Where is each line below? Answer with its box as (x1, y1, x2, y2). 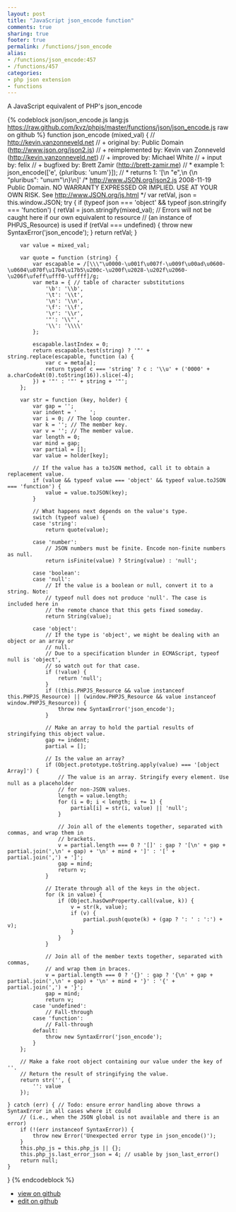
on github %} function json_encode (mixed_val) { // (7, 131, 155, 139)
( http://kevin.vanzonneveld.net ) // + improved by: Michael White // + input (7, 153, 223, 162)
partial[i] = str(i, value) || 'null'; (70, 805, 189, 812)
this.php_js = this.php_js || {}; (20, 1145, 122, 1152)
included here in (7, 601, 59, 608)
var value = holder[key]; (33, 452, 110, 459)
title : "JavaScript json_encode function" (7, 17, 134, 24)
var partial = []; (33, 446, 87, 453)
